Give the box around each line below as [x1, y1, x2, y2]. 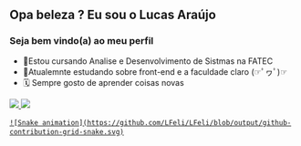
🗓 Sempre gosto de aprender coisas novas [22, 77, 184, 88]
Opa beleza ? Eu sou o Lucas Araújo [9, 7, 216, 23]
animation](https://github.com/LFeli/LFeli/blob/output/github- [42, 118, 292, 127]
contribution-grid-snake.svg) [9, 127, 125, 136]
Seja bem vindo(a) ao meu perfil [9, 35, 154, 47]
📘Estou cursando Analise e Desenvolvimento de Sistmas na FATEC [22, 55, 274, 67]
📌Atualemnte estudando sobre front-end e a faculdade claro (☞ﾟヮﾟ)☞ [22, 66, 288, 77]
